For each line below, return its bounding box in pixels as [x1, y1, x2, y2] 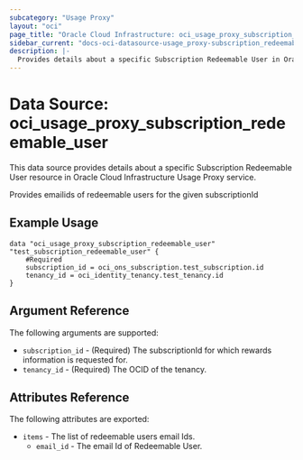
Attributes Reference [9, 390, 130, 405]
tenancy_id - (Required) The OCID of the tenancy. [22, 363, 207, 374]
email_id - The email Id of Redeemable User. [35, 441, 203, 452]
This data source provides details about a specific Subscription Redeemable [9, 161, 293, 172]
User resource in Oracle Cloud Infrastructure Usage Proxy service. [9, 171, 257, 182]
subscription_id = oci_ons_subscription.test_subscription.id [25, 262, 264, 271]
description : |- [9, 47, 70, 56]
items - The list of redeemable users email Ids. [22, 431, 196, 442]
